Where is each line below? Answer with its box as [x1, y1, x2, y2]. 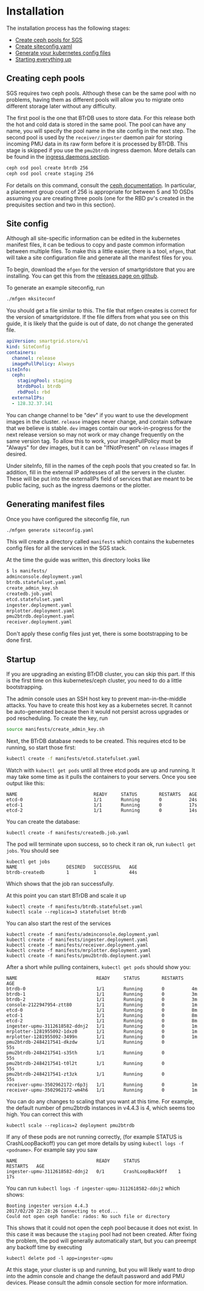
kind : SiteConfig [6, 344, 51, 350]
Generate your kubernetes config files [15, 49, 111, 56]
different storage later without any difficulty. [6, 102, 117, 110]
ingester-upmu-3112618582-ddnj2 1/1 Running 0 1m [6, 1023, 198, 1029]
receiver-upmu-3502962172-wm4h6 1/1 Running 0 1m [6, 1087, 198, 1093]
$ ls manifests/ [6, 568, 47, 574]
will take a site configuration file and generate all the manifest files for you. [6, 254, 194, 261]
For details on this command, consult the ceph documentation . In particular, [6, 181, 196, 189]
